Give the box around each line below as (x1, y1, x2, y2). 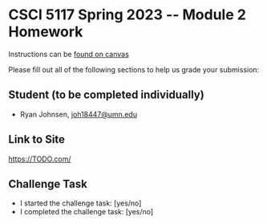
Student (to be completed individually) (8, 88, 204, 102)
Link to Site (8, 132, 66, 146)
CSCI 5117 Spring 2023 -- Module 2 (8, 6, 247, 24)
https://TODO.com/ (8, 154, 71, 164)
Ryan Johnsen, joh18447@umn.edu (19, 109, 138, 119)
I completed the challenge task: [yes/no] (19, 207, 154, 217)
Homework (8, 22, 83, 41)
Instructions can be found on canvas (8, 49, 130, 59)
